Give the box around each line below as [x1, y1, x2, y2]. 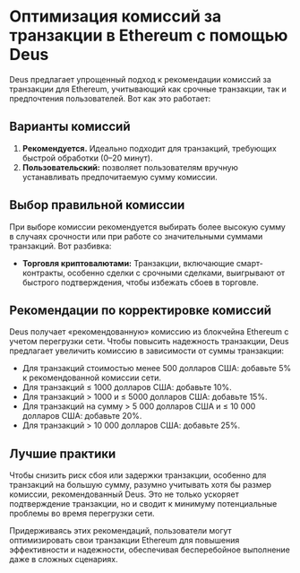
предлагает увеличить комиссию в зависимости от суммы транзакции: [9, 345, 285, 356]
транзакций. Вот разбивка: [9, 240, 112, 251]
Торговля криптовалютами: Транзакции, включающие [21, 257, 235, 268]
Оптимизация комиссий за [9, 6, 222, 27]
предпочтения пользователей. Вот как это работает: [9, 92, 211, 104]
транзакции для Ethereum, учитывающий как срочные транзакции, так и [9, 83, 287, 94]
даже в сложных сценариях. [9, 554, 118, 565]
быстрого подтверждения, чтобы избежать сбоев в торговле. [21, 276, 260, 288]
